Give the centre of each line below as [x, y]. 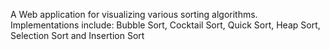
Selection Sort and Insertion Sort [77, 35]
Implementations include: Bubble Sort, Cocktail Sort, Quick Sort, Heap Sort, [165, 25]
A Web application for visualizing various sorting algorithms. [134, 14]
